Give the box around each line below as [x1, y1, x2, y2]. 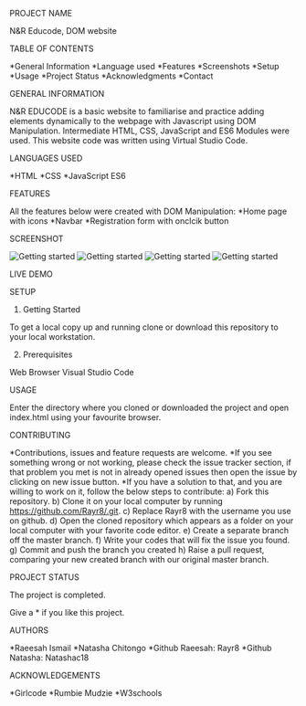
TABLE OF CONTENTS [9, 43, 94, 54]
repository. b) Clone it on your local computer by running [9, 496, 224, 506]
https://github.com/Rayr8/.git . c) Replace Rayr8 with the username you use [9, 506, 291, 516]
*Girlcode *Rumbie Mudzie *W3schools [9, 688, 163, 698]
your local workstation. [9, 332, 96, 342]
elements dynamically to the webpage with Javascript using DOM [9, 116, 257, 126]
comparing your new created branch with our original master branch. [9, 554, 269, 564]
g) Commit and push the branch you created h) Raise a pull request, [9, 544, 265, 555]
